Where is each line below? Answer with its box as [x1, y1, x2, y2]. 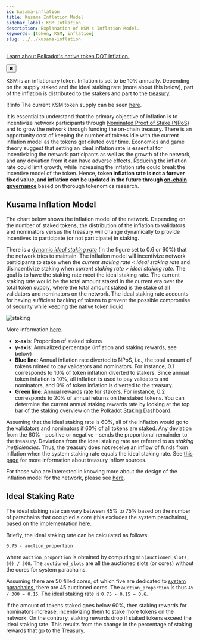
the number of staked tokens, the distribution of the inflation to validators [6, 221, 186, 229]
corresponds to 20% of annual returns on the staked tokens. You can [14, 394, 185, 401]
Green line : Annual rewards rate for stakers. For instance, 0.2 [14, 388, 165, 395]
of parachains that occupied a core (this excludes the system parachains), [6, 513, 189, 520]
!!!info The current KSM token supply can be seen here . [6, 102, 142, 108]
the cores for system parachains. [6, 566, 87, 573]
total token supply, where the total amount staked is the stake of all [6, 284, 171, 291]
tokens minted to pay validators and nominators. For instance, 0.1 [14, 362, 174, 369]
